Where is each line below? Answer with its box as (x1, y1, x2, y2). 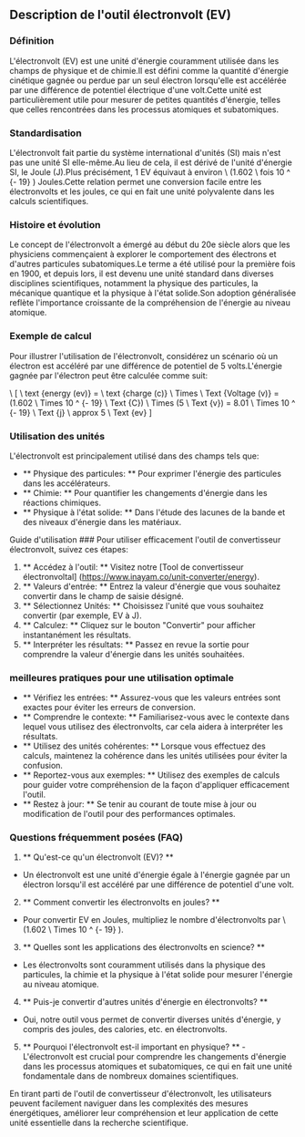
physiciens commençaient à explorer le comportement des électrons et (9, 249, 277, 260)
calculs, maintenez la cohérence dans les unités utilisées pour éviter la (22, 750, 288, 761)
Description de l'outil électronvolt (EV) (9, 7, 232, 23)
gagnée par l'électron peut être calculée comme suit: (9, 369, 208, 381)
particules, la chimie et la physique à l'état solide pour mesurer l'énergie (22, 969, 293, 980)
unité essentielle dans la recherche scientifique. (9, 1117, 188, 1129)
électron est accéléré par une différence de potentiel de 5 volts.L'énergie (9, 360, 282, 371)
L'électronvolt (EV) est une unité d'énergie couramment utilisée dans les (9, 55, 280, 67)
